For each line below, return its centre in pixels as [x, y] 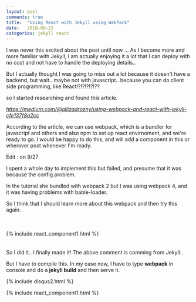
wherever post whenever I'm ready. [49, 146]
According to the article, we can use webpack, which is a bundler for [89, 127]
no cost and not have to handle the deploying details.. [71, 63]
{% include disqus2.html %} [40, 281]
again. [14, 210]
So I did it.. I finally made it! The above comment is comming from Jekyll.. [95, 253]
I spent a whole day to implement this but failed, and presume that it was [94, 169]
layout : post [22, 11]
